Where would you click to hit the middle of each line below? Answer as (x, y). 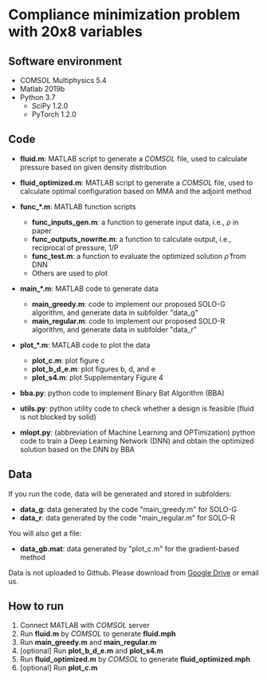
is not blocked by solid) (58, 416)
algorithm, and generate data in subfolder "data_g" (115, 312)
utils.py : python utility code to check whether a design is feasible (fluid (137, 408)
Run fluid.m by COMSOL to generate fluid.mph (98, 634)
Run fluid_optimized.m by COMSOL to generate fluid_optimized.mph (135, 659)
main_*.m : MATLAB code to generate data (89, 288)
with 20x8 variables (76, 32)
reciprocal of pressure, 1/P (75, 247)
